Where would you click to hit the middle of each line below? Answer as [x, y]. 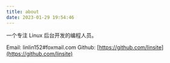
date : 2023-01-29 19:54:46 [40, 17]
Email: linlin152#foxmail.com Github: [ [53, 47]
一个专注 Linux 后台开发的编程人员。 [52, 35]
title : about [23, 12]
